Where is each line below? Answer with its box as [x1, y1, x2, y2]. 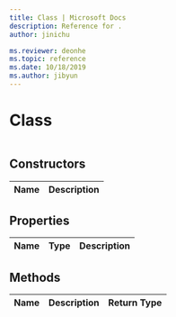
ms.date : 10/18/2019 [9, 63, 87, 72]
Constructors [9, 157, 86, 172]
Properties [9, 213, 70, 229]
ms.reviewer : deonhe [9, 46, 87, 55]
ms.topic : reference [9, 55, 87, 64]
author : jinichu [9, 30, 70, 39]
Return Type [108, 296, 163, 309]
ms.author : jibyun [9, 71, 78, 81]
